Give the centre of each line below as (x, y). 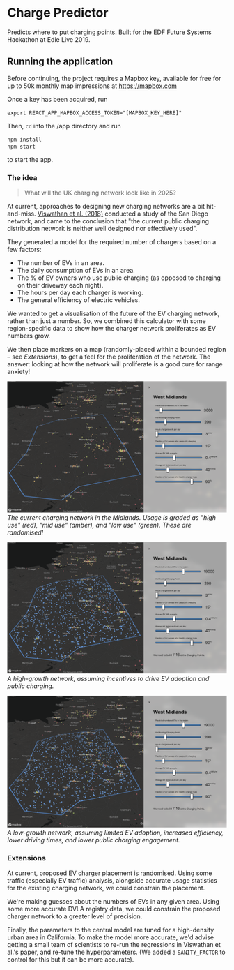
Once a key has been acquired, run (57, 99)
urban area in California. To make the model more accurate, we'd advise (111, 937)
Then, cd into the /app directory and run (64, 126)
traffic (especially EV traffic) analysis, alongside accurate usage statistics (112, 881)
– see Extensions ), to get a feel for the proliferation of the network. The (109, 357)
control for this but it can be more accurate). (71, 960)
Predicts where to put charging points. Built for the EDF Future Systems (109, 32)
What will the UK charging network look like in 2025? (100, 193)
